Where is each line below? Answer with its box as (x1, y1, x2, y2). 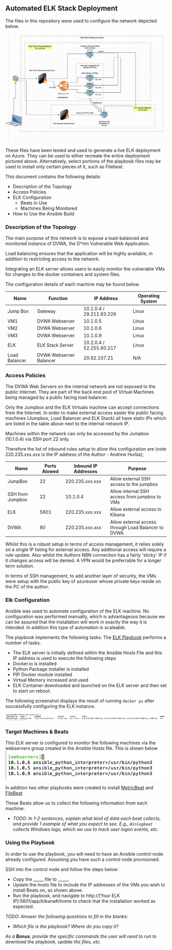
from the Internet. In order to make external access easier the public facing (5, 410, 164, 416)
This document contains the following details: (5, 173, 101, 179)
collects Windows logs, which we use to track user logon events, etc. (12, 826, 159, 833)
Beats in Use (20, 199, 48, 206)
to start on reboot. (12, 688, 51, 694)
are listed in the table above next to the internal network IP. (5, 420, 130, 427)
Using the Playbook (5, 839, 55, 846)
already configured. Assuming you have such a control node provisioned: (5, 856, 160, 862)
